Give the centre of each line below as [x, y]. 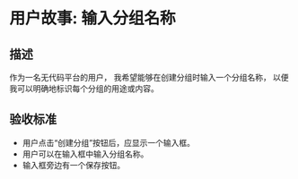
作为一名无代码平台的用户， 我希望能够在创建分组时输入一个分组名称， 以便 [149, 77]
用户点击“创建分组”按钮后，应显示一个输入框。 [109, 142]
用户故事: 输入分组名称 [92, 18]
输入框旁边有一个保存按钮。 [74, 165]
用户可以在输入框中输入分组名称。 [85, 154]
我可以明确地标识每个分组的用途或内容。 [84, 89]
